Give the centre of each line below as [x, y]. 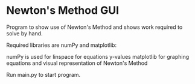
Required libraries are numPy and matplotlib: [61, 45]
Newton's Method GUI [63, 10]
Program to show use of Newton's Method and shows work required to [94, 27]
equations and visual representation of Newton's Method [77, 63]
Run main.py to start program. [43, 74]
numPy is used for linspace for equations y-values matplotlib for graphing [98, 56]
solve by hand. [25, 33]
